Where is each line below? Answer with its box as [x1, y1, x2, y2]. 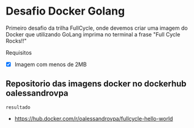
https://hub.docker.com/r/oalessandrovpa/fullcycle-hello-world [14, 115, 173, 122]
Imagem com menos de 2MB [14, 61, 87, 68]
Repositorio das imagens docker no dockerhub [5, 79, 187, 89]
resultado [5, 104, 31, 110]
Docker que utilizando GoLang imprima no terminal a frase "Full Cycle [5, 30, 181, 38]
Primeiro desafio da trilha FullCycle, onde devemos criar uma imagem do [5, 24, 188, 32]
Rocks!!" [5, 37, 27, 44]
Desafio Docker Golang [5, 4, 125, 18]
